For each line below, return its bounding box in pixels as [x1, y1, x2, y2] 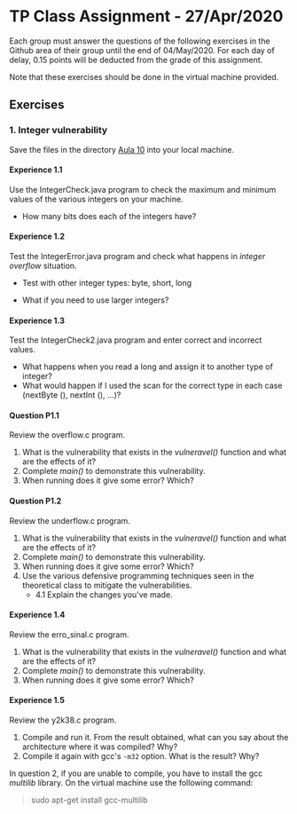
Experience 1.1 [9, 164, 63, 175]
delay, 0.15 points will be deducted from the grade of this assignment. [9, 54, 263, 65]
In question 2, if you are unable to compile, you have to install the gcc [9, 768, 263, 778]
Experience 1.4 [9, 610, 66, 620]
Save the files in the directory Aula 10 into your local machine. [9, 144, 235, 154]
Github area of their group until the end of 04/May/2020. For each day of [9, 44, 275, 55]
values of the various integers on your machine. [9, 194, 184, 204]
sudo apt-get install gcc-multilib [30, 794, 148, 805]
